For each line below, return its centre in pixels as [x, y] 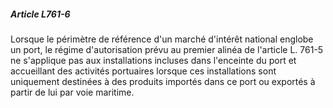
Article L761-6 [40, 14]
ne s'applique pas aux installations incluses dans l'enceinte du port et [153, 60]
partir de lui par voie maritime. [72, 92]
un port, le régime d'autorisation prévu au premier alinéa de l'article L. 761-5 [167, 49]
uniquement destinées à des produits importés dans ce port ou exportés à [163, 81]
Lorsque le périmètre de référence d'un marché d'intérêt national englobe [162, 39]
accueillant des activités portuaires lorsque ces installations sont [143, 71]
